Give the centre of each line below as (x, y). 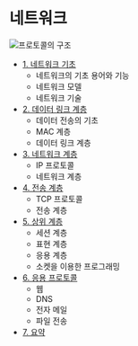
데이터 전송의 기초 (67, 120)
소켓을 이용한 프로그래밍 (78, 266)
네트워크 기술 (59, 98)
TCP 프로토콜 (59, 199)
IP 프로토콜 (55, 165)
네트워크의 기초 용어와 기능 (82, 75)
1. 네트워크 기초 (49, 64)
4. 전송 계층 (43, 187)
